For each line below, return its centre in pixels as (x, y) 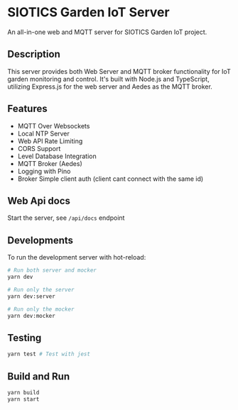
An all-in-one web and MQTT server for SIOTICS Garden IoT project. (107, 32)
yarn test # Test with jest (49, 354)
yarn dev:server (31, 296)
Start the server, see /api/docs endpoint (66, 218)
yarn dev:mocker (31, 316)
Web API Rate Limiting (50, 141)
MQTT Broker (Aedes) (50, 163)
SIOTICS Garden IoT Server (88, 12)
